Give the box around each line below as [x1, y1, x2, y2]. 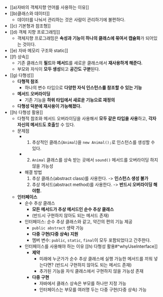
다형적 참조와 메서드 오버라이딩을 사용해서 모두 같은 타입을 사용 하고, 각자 [17, 116, 157, 121]
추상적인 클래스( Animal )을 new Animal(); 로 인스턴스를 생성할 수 [32, 139, 155, 145]
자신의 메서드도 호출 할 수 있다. [17, 122, 75, 127]
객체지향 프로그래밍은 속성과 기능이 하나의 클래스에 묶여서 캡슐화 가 [17, 35, 145, 41]
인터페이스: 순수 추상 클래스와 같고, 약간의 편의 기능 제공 [24, 219, 133, 224]
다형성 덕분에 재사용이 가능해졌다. [17, 103, 82, 109]
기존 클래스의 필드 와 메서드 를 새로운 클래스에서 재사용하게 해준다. [17, 60, 143, 66]
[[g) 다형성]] [9, 72, 34, 78]
